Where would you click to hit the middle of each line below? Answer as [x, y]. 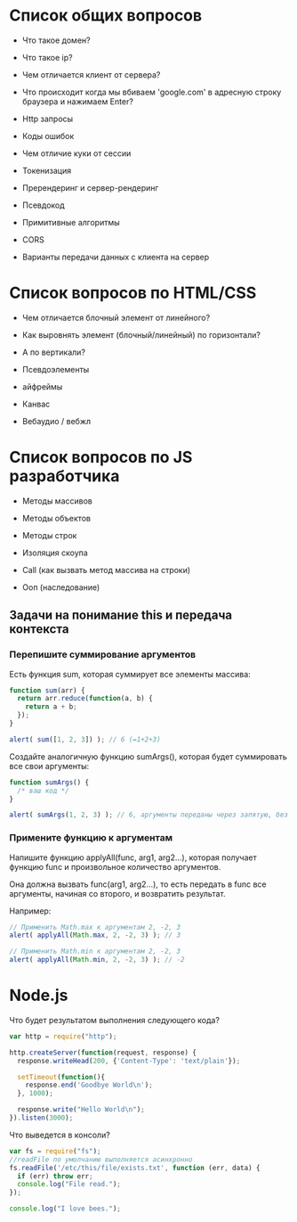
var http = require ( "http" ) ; [63, 1036]
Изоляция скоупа [55, 553]
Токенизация [47, 170]
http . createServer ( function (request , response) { [103, 1053]
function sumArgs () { [49, 782]
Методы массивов [57, 501]
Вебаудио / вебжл [56, 421]
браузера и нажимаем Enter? [77, 101]
